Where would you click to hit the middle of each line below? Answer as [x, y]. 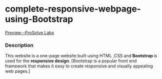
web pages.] [18, 71]
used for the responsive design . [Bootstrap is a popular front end [71, 61]
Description [19, 45]
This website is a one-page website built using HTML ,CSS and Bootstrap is [81, 56]
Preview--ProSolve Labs [30, 32]
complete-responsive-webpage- [73, 9]
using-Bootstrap [39, 19]
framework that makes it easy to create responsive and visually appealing [79, 66]
